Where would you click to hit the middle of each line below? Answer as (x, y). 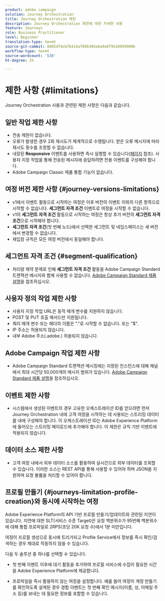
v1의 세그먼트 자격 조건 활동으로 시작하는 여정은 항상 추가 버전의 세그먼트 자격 (86, 214)
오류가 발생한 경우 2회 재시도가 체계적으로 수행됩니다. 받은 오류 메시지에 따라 (86, 141)
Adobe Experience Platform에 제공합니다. (59, 570)
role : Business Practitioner (35, 33)
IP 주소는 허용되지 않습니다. (39, 330)
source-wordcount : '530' (31, 56)
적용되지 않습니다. (29, 433)
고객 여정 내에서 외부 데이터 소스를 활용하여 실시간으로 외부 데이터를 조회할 (84, 463)
